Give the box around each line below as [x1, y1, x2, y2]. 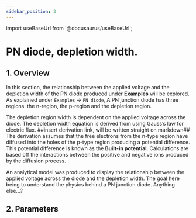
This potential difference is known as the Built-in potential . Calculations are [6, 144, 189, 152]
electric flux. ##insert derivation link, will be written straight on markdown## [6, 126, 190, 133]
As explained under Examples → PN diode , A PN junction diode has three [6, 96, 179, 103]
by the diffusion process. [6, 157, 66, 164]
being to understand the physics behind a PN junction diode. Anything [6, 181, 176, 188]
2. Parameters [6, 204, 59, 214]
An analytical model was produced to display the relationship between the [6, 168, 185, 175]
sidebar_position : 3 [6, 8, 57, 15]
